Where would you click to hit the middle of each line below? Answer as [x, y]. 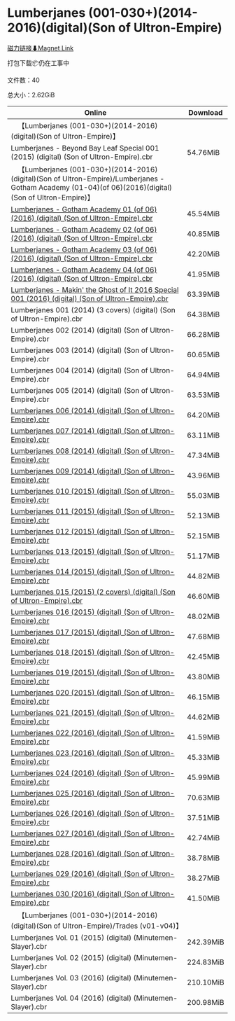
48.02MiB [204, 616]
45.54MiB [204, 214]
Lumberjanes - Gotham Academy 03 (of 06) [84, 249]
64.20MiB [204, 415]
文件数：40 [23, 80]
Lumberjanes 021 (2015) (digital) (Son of [79, 712]
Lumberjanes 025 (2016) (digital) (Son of [79, 793]
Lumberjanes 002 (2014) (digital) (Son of [79, 330]
